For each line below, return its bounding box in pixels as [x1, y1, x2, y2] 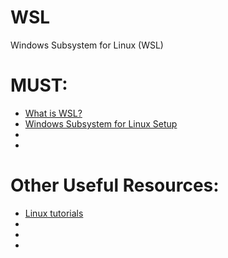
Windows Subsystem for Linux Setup [24, 117, 178, 130]
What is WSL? [24, 107, 83, 119]
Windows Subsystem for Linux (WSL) [10, 39, 164, 51]
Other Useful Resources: [10, 174, 220, 197]
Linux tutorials [24, 207, 84, 219]
